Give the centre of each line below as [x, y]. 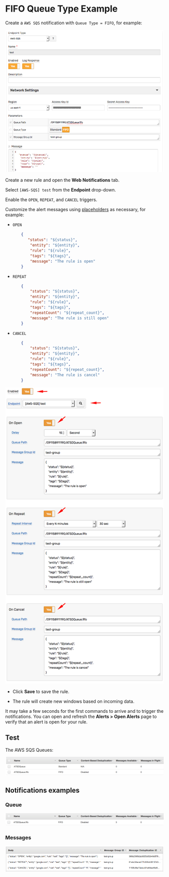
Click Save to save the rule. [41, 691]
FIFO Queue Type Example [62, 9]
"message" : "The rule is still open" [69, 318]
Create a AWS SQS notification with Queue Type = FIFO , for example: [74, 23]
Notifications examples [43, 790]
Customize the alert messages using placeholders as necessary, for [75, 210]
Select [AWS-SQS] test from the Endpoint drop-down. [61, 190]
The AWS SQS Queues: [29, 750]
